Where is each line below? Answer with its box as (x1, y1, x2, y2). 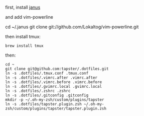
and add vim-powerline (5, 14, 54, 20)
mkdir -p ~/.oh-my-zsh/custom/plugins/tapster (5, 97, 104, 102)
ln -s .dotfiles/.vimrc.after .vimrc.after (5, 75, 98, 80)
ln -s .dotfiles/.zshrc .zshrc (5, 88, 71, 93)
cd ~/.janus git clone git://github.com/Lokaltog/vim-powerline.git (5, 24, 139, 30)
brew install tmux (5, 43, 44, 48)
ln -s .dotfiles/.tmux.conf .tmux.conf (5, 71, 89, 76)
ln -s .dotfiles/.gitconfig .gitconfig (5, 93, 89, 98)
